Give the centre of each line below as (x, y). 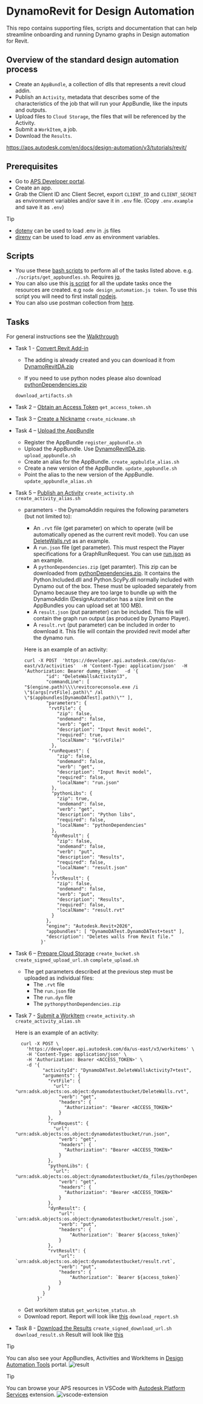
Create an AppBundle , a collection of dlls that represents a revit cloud (100, 84)
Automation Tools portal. (37, 1365)
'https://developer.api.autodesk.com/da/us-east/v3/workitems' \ (111, 1049)
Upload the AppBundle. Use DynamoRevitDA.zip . (85, 449)
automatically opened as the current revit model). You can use (111, 535)
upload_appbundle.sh (50, 456)
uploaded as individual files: (59, 978)
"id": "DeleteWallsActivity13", (87, 677)
